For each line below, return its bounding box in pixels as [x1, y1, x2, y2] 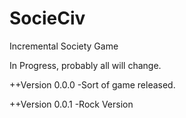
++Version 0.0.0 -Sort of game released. [9, 78, 176, 91]
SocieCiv [9, 7, 86, 30]
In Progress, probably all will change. [9, 59, 162, 71]
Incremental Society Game [9, 40, 119, 52]
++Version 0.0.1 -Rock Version [9, 98, 134, 110]
